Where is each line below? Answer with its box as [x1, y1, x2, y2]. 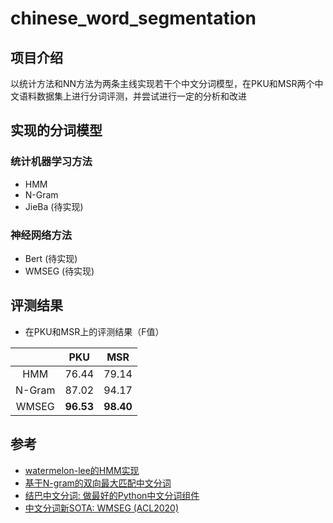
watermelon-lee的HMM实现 [24, 464, 140, 476]
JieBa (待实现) [24, 200, 84, 212]
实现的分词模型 [10, 122, 103, 139]
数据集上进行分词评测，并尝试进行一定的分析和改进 [36, 90, 247, 102]
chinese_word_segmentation [10, 7, 257, 30]
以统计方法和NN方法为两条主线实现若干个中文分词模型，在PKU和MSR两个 [10, 78, 315, 89]
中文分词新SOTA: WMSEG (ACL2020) [24, 502, 180, 514]
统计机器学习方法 [10, 155, 93, 169]
